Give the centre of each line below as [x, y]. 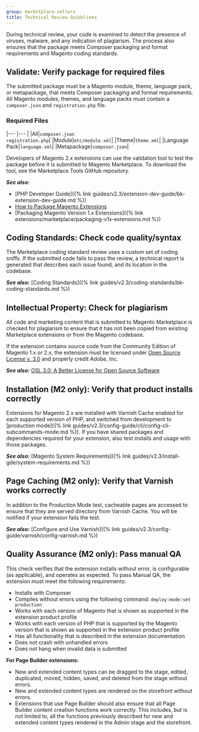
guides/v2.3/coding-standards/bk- [142, 283]
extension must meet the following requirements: [66, 581]
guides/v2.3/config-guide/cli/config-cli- [122, 426]
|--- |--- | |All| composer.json [41, 134]
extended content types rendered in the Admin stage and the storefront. [103, 722]
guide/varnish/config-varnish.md [47, 535]
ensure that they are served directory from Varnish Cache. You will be [92, 511]
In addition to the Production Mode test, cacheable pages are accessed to [97, 505]
